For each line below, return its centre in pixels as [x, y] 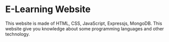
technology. [18, 34]
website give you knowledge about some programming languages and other [85, 28]
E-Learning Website [48, 9]
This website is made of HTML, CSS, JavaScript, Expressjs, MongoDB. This [84, 23]
